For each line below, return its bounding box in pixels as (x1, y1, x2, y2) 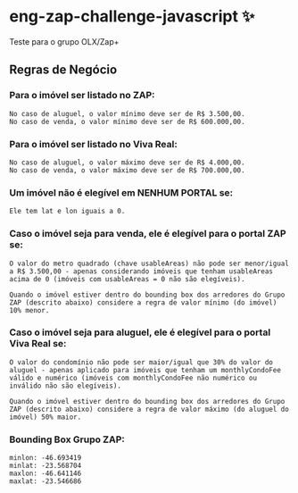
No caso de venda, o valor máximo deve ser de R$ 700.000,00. (9, 165, 245, 175)
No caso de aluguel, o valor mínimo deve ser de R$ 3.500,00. (9, 109, 245, 118)
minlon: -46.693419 (9, 454, 82, 463)
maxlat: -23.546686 (9, 477, 82, 486)
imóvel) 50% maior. (9, 413, 82, 422)
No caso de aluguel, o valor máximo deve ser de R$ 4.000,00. (9, 158, 245, 167)
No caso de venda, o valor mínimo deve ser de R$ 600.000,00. (9, 117, 245, 126)
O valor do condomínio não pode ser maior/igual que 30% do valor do (9, 357, 274, 367)
